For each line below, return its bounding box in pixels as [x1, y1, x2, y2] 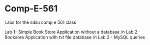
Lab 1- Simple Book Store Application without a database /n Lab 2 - [4, 29, 141, 35]
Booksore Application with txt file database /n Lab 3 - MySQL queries [4, 34, 146, 40]
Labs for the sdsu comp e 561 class [4, 19, 77, 25]
